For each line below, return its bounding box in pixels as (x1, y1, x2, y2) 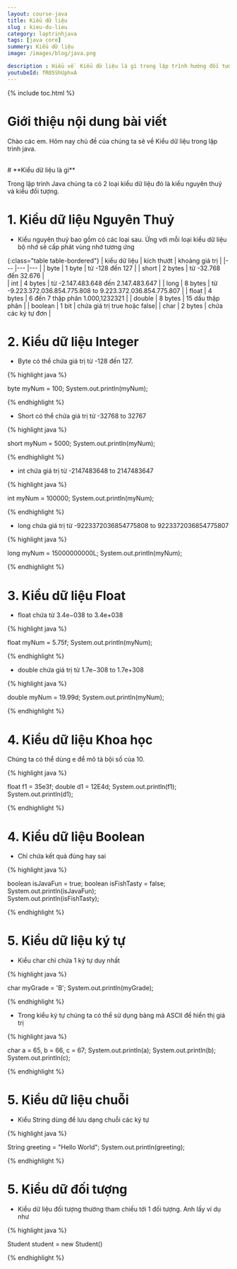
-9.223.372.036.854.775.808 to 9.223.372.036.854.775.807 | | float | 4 (7, 286, 212, 294)
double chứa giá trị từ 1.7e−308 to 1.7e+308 (17, 666, 145, 674)
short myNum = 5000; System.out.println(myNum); (7, 440, 156, 448)
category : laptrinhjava (7, 30, 78, 38)
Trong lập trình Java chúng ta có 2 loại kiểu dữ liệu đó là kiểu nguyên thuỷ (7, 179, 222, 188)
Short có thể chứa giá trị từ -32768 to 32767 (17, 412, 147, 420)
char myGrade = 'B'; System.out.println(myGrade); (7, 984, 154, 992)
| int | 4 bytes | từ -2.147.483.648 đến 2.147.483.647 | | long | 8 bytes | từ (7, 279, 218, 287)
